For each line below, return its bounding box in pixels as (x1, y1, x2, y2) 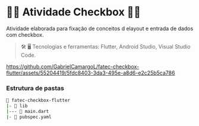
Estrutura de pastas (6, 84, 64, 92)
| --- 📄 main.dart (6, 108, 49, 114)
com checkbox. (6, 31, 45, 38)
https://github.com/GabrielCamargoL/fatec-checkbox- (6, 63, 140, 70)
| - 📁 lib (6, 103, 28, 109)
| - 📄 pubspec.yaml (6, 114, 52, 120)
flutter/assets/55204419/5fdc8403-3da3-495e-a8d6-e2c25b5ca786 (6, 69, 175, 76)
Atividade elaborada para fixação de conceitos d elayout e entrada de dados (6, 25, 194, 32)
